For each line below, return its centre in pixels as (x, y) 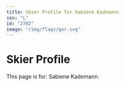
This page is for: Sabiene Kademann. (53, 77)
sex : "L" (17, 18)
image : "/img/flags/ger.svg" (44, 29)
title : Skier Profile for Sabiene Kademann (63, 12)
